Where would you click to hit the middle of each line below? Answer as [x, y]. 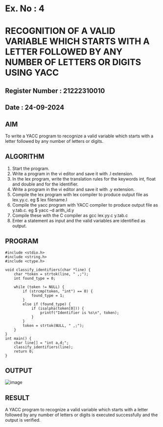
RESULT [17, 398]
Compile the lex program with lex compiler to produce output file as [80, 194]
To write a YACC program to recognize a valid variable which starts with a [79, 136]
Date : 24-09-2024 [35, 108]
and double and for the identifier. [45, 184]
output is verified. [23, 420]
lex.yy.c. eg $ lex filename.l [40, 200]
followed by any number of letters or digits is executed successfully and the [81, 415]
